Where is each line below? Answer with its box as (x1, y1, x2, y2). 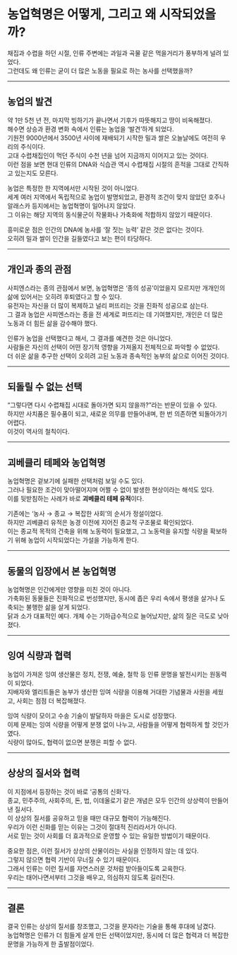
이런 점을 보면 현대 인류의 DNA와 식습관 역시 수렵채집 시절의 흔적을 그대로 (7, 160, 211, 168)
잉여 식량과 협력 (7, 650, 72, 662)
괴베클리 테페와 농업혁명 (7, 456, 106, 468)
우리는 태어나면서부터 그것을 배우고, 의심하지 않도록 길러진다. (7, 873, 175, 882)
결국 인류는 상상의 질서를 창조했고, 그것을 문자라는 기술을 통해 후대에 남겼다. (7, 923, 217, 931)
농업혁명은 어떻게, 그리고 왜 (7, 6, 157, 23)
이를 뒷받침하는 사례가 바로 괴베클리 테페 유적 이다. (7, 494, 145, 503)
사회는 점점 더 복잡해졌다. (16, 696, 87, 705)
